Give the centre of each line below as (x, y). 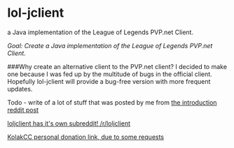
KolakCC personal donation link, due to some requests (86, 137)
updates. (20, 89)
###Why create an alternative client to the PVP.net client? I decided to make (117, 66)
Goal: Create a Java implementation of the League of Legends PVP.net (110, 45)
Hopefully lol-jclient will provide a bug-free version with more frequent (109, 81)
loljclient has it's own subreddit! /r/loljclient (69, 123)
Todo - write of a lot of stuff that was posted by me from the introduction (112, 102)
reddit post (23, 110)
